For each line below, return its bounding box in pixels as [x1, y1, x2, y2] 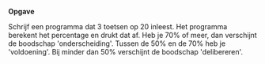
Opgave [8, 7, 35, 16]
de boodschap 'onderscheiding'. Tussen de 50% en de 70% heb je [8, 39, 226, 48]
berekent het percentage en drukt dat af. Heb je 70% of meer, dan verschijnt [8, 31, 257, 40]
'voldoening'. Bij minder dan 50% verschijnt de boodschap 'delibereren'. [8, 47, 244, 56]
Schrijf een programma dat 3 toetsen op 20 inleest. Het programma [8, 22, 228, 31]
